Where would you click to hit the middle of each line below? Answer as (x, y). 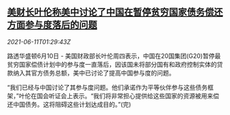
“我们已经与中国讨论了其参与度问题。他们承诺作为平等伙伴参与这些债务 (107, 87)
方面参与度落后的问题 (52, 25)
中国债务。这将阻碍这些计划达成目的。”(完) (72, 104)
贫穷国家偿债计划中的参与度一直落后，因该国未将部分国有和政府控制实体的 (112, 64)
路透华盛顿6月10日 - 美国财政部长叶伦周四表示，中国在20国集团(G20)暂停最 (114, 56)
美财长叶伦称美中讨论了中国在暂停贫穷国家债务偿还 (115, 12)
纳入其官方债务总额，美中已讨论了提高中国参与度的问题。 (94, 73)
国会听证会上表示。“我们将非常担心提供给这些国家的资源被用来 (125, 96)
